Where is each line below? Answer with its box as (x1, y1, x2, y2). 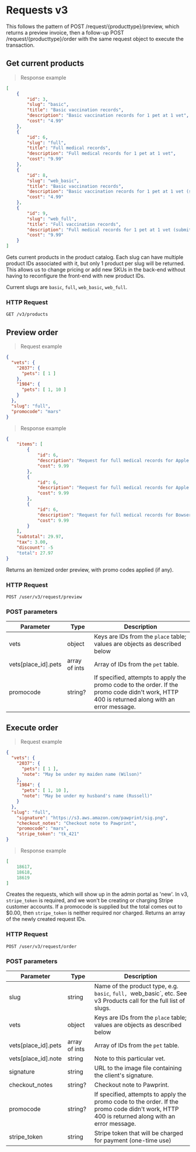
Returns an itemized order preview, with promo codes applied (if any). (6, 566, 174, 573)
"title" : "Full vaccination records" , (27, 221, 121, 227)
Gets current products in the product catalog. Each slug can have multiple (6, 254, 184, 260)
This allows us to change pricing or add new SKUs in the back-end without (6, 266, 185, 273)
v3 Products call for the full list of (94, 996, 185, 1005)
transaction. (6, 42, 35, 49)
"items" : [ (16, 441, 43, 448)
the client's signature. (94, 1071, 153, 1079)
